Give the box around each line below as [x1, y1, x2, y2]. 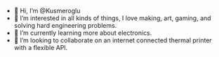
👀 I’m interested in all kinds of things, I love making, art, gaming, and [13, 14, 212, 22]
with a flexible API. [13, 44, 68, 51]
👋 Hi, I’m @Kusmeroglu [13, 7, 81, 15]
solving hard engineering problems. [13, 22, 117, 29]
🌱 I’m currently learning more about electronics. [13, 28, 152, 37]
